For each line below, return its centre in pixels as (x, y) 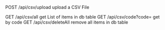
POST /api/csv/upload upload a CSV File (47, 7)
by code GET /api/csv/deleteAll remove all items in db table (67, 22)
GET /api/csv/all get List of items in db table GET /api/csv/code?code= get (82, 17)
